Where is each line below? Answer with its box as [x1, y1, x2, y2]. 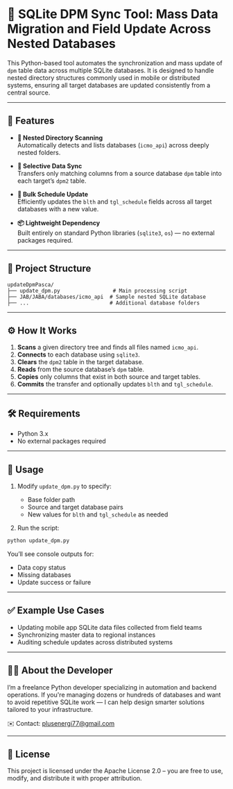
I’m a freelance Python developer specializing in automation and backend [7, 683, 217, 691]
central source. [7, 88, 51, 97]
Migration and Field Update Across [7, 21, 212, 37]
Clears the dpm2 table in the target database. [17, 358, 144, 366]
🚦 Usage [7, 464, 44, 475]
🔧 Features [7, 115, 55, 127]
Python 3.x [17, 430, 49, 438]
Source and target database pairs [27, 503, 123, 511]
